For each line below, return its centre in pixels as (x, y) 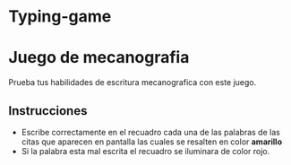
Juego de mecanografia (99, 58)
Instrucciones (48, 111)
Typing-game (60, 17)
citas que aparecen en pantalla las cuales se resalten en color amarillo (152, 142)
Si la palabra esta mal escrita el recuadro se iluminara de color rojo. (145, 151)
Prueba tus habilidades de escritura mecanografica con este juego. (133, 82)
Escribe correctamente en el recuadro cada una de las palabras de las (151, 132)
